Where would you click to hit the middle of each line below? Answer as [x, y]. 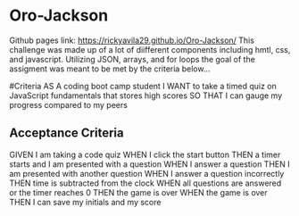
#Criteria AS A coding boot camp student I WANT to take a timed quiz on [143, 86]
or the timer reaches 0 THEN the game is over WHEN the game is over [138, 192]
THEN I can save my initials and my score [85, 202]
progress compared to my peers [68, 104]
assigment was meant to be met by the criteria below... [110, 69]
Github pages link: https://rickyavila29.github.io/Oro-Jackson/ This [132, 40]
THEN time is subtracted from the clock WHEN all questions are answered [145, 183]
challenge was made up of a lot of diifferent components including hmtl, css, [150, 49]
